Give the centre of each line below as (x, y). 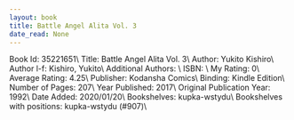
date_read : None (39, 34)
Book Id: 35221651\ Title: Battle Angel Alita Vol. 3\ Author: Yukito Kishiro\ (142, 60)
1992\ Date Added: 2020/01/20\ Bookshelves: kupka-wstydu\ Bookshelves (146, 97)
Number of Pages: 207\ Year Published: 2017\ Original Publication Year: (140, 88)
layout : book (33, 17)
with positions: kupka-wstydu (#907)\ (78, 107)
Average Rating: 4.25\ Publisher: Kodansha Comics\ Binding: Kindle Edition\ (147, 78)
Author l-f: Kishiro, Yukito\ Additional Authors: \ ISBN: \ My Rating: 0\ (135, 68)
